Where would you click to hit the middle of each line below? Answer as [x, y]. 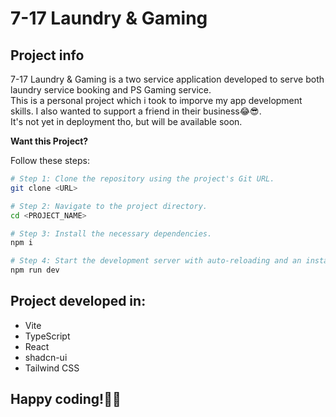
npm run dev [35, 270]
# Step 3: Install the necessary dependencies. [111, 233]
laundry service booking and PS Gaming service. [111, 90]
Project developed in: [78, 301]
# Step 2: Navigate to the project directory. [109, 206]
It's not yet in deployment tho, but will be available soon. [126, 121]
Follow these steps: [50, 160]
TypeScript [47, 336]
